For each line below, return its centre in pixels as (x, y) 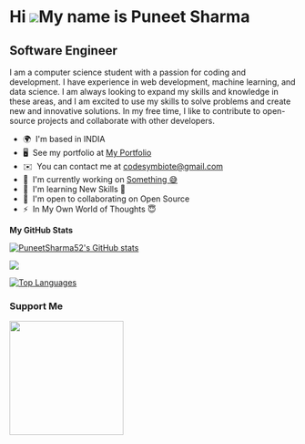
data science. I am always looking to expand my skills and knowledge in (144, 92)
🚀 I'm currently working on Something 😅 (100, 179)
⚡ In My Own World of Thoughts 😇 (89, 209)
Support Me (36, 305)
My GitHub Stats (41, 230)
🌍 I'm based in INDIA (64, 139)
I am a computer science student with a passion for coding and (127, 72)
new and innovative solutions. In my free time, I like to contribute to (135, 111)
